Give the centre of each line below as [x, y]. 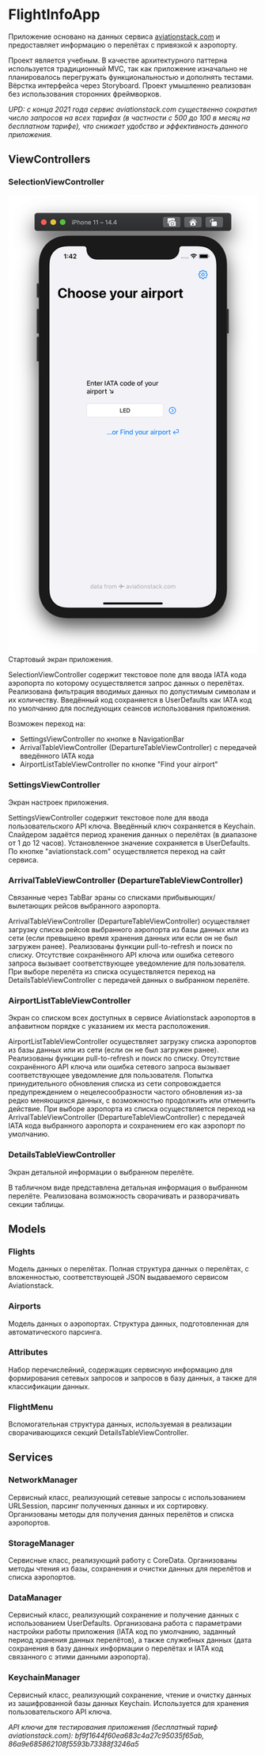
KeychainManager [44, 1678]
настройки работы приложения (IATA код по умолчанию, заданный [122, 1632]
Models [27, 1229]
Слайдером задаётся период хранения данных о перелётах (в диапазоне [132, 834]
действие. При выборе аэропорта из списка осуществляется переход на [132, 1109]
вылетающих [30, 905]
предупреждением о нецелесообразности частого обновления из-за [125, 1092]
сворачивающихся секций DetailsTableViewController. [98, 1433]
